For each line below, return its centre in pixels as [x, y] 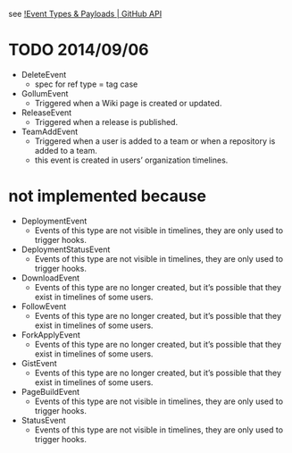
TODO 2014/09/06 [79, 50]
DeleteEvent [44, 74]
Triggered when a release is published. [106, 122]
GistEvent [39, 363]
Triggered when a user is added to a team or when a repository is [155, 141]
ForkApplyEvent [51, 334]
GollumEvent [45, 93]
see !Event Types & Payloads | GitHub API [85, 14]
